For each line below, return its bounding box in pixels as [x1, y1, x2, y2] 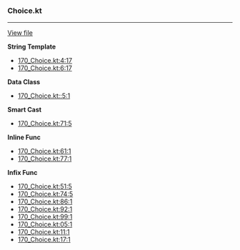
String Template [7, 42, 56, 51]
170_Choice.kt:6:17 [17, 64, 73, 73]
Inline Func [7, 133, 41, 141]
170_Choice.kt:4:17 [17, 56, 73, 65]
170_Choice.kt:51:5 [17, 182, 73, 191]
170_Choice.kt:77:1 [17, 154, 72, 163]
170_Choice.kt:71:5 [17, 119, 72, 128]
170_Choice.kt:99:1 [17, 213, 73, 221]
